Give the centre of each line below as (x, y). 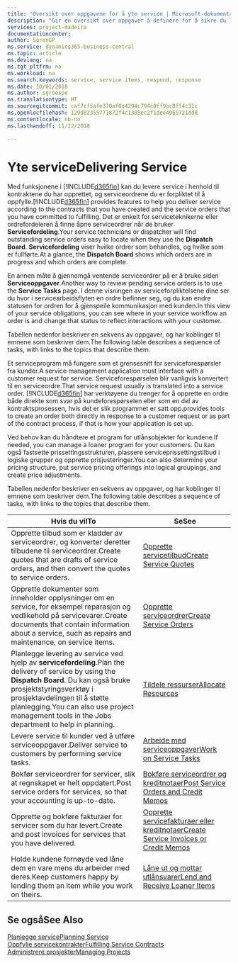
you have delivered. (44, 843)
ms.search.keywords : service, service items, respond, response (104, 80)
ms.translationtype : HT (42, 100)
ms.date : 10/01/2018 (38, 86)
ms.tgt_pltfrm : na (34, 67)
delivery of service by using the (63, 672)
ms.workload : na (31, 73)
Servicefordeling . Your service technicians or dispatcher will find (102, 232)
